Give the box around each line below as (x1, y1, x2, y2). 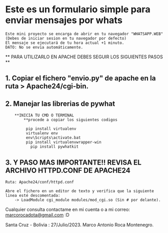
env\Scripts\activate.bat (26, 135, 81, 141)
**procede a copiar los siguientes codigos (23, 118, 117, 123)
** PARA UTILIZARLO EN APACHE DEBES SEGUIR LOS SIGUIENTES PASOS (5, 54, 163, 60)
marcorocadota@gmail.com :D (5, 212, 70, 218)
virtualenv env (26, 131, 58, 136)
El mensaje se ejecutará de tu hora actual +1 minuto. (5, 40, 125, 45)
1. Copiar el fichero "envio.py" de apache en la (5, 74, 156, 83)
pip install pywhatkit (30, 144, 79, 149)
